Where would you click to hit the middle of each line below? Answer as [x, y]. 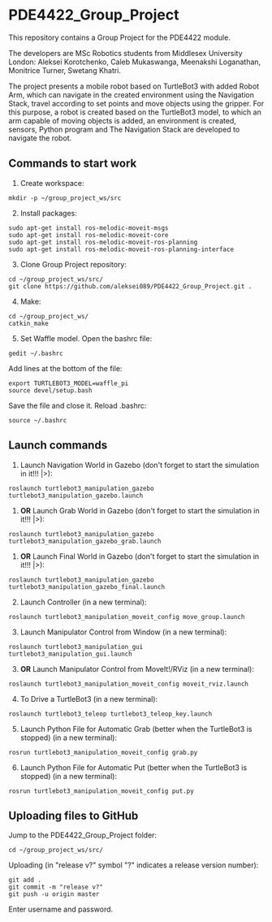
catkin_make [28, 323]
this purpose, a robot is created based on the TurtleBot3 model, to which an [135, 112]
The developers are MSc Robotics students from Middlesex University [125, 53]
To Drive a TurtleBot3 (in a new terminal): [89, 699]
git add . [25, 880]
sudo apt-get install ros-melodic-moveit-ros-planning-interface [121, 249]
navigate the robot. [40, 138]
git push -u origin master [54, 894]
